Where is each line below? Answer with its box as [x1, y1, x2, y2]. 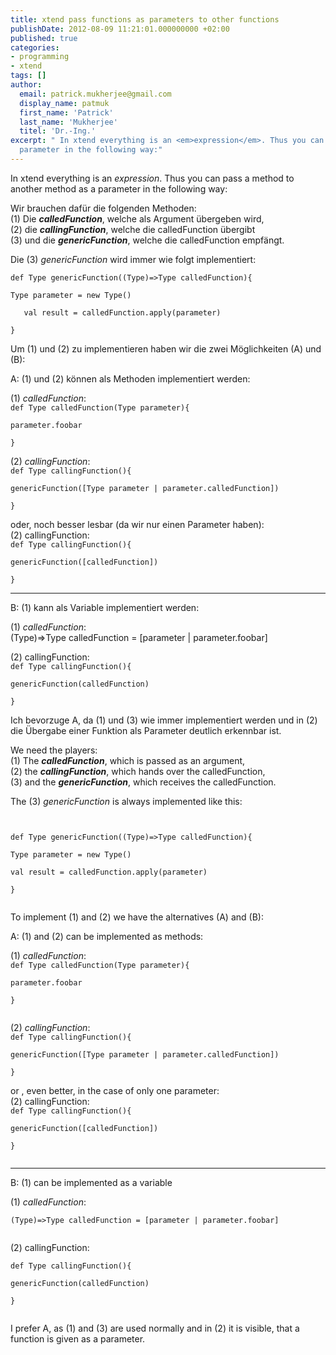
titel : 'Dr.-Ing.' [19, 126, 97, 136]
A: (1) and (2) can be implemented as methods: [10, 930, 204, 942]
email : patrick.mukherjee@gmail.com [19, 89, 172, 99]
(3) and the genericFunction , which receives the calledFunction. [10, 776, 277, 788]
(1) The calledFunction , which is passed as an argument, [10, 754, 246, 766]
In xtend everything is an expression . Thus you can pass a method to [10, 172, 295, 184]
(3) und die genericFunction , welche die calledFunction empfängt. [10, 234, 285, 246]
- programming [10, 52, 70, 62]
